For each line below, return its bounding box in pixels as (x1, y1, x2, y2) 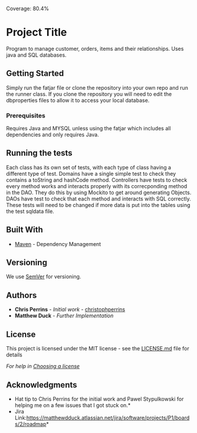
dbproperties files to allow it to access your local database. (6, 97, 150, 104)
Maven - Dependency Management (14, 240, 101, 247)
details (6, 351, 22, 359)
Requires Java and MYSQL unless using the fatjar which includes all (6, 125, 171, 132)
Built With (6, 225, 43, 235)
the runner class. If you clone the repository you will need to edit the (6, 90, 172, 97)
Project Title (6, 26, 67, 39)
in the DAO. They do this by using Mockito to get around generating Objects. (6, 189, 192, 196)
